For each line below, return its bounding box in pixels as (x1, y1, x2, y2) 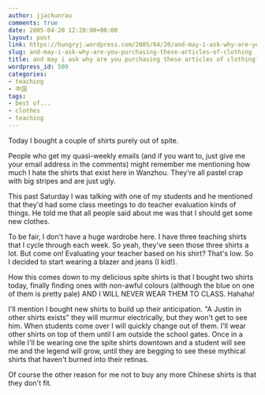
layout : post (8, 33, 51, 42)
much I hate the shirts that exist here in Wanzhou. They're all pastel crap (8, 167, 244, 177)
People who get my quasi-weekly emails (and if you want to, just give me (8, 151, 246, 160)
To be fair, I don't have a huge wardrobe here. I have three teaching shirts (8, 232, 247, 241)
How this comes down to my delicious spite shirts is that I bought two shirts (8, 272, 254, 281)
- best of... (8, 99, 51, 107)
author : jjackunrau (8, 11, 73, 20)
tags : (8, 92, 26, 100)
